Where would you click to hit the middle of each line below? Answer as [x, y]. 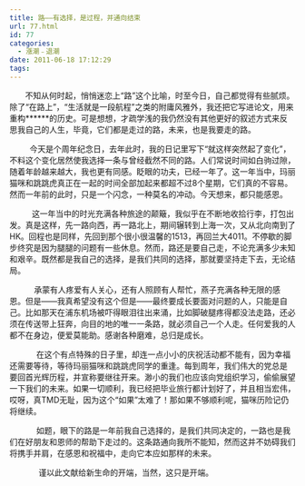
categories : [32, 43]
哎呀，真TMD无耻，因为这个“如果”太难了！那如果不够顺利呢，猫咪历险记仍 [149, 400]
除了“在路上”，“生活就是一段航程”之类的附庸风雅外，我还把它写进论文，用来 [152, 106]
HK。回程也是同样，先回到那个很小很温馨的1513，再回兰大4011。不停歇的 [147, 236]
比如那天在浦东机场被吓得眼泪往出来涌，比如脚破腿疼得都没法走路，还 [156, 312]
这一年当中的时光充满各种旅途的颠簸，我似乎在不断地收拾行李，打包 [159, 213]
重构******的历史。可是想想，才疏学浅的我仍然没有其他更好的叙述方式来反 [149, 118]
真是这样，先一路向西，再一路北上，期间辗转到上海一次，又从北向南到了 [160, 224]
